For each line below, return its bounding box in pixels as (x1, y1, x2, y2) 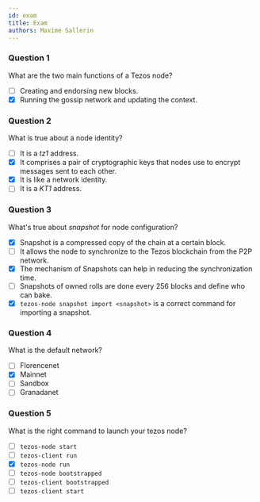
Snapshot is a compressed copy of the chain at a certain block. (19, 237, 227, 247)
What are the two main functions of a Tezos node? (8, 71, 173, 80)
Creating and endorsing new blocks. (19, 86, 139, 95)
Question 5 (8, 408, 52, 419)
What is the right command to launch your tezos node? (8, 426, 188, 435)
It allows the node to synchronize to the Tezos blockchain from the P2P (19, 247, 252, 256)
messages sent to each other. (19, 167, 117, 176)
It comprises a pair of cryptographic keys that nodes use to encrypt (19, 158, 241, 167)
